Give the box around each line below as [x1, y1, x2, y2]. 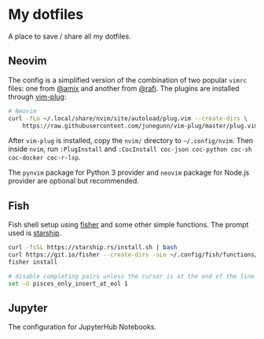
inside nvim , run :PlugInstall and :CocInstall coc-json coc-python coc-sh [8, 144, 253, 154]
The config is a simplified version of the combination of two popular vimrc [8, 75, 247, 84]
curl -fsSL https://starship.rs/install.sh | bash [8, 244, 178, 252]
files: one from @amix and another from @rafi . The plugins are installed [8, 83, 240, 93]
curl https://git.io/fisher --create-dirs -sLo [8, 251, 167, 259]
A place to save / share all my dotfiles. [8, 31, 131, 41]
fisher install [8, 258, 58, 266]
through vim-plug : [8, 92, 67, 101]
